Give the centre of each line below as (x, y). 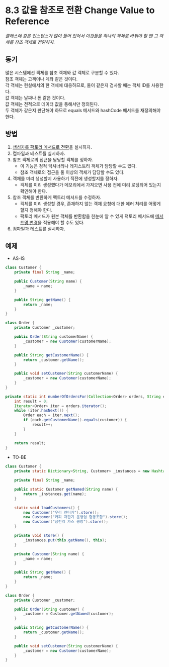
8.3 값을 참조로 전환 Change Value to (80, 10)
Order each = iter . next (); (52, 415)
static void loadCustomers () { (47, 508)
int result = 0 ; (31, 401)
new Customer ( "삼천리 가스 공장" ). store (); (66, 522)
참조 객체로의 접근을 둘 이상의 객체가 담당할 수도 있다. (72, 172)
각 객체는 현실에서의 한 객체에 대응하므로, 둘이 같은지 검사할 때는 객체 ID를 (78, 85)
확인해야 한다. (33, 191)
